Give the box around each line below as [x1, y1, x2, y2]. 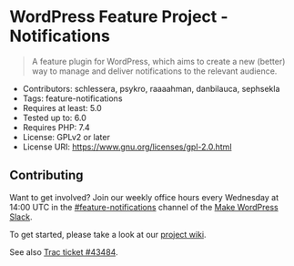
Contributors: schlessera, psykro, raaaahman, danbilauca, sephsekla [22, 83, 280, 94]
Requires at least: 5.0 [22, 102, 102, 113]
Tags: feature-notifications [22, 93, 123, 104]
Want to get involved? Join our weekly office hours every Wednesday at [9, 191, 279, 202]
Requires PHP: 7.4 [22, 121, 91, 133]
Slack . [9, 211, 33, 222]
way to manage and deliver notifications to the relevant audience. [31, 66, 278, 77]
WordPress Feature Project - [9, 6, 229, 27]
